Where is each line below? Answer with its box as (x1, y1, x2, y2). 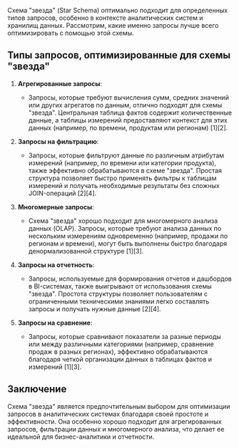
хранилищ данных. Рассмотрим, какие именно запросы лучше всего (7, 21, 219, 29)
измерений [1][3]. (28, 363, 82, 371)
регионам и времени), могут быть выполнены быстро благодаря (28, 239, 227, 248)
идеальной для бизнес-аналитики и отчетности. (7, 432, 155, 441)
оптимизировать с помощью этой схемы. (7, 28, 134, 37)
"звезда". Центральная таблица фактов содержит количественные (28, 108, 233, 117)
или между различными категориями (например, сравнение (28, 340, 214, 348)
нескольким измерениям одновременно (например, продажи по (28, 231, 228, 240)
